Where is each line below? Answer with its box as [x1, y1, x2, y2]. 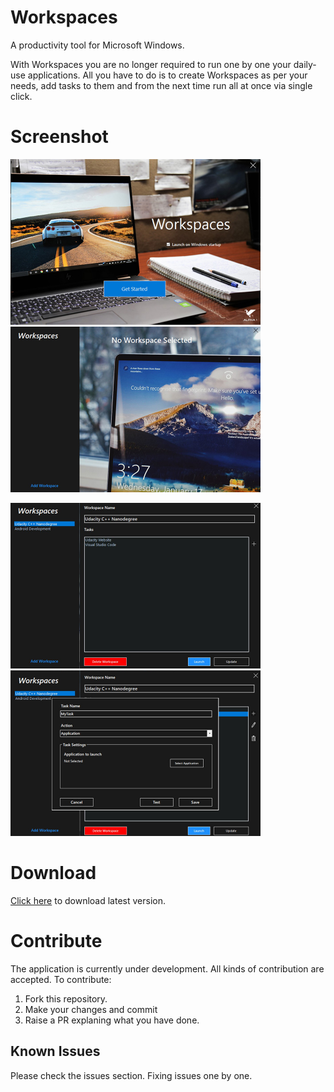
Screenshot [10, 126, 109, 148]
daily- [293, 58, 317, 70]
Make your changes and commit [24, 1003, 158, 1015]
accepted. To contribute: [10, 973, 112, 985]
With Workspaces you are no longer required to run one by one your [10, 58, 292, 70]
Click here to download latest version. [10, 894, 167, 906]
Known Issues [10, 1043, 101, 1060]
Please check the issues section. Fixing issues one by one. [10, 1069, 253, 1081]
